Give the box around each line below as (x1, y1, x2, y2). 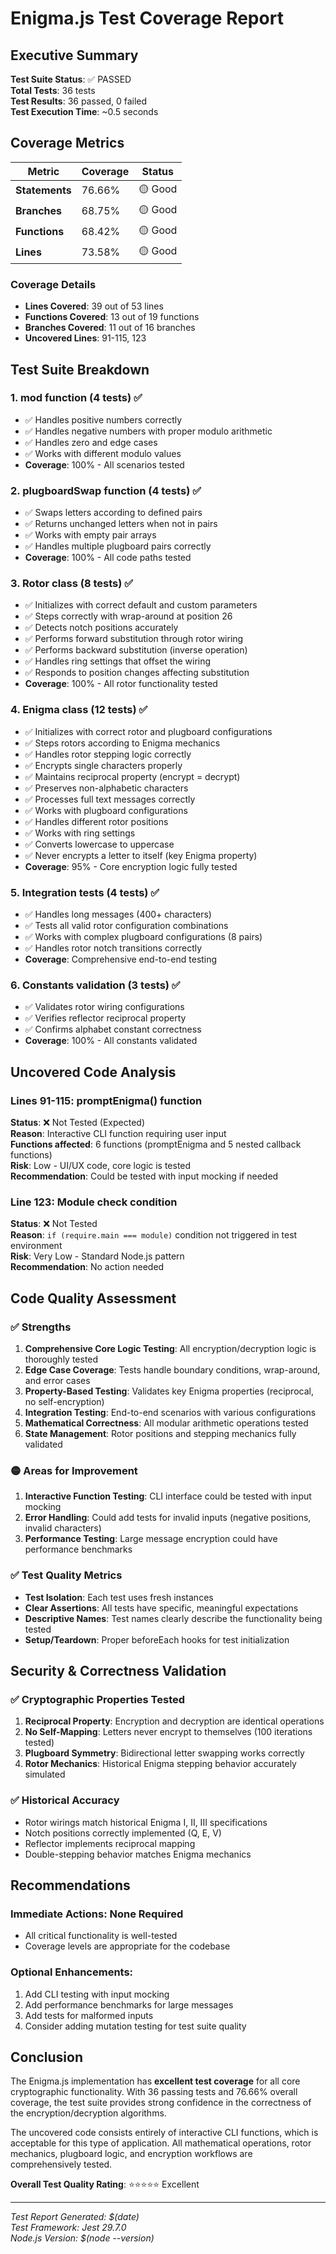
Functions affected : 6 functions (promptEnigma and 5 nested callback (10, 1138, 302, 1150)
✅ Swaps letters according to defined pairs (24, 507, 203, 519)
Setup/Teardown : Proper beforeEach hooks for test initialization (24, 1633, 290, 1646)
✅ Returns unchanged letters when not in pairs (24, 518, 218, 530)
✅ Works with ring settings (24, 827, 136, 839)
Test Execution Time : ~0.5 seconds (10, 106, 159, 117)
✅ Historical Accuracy (10, 1793, 120, 1807)
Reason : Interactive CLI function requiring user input (10, 1127, 227, 1139)
